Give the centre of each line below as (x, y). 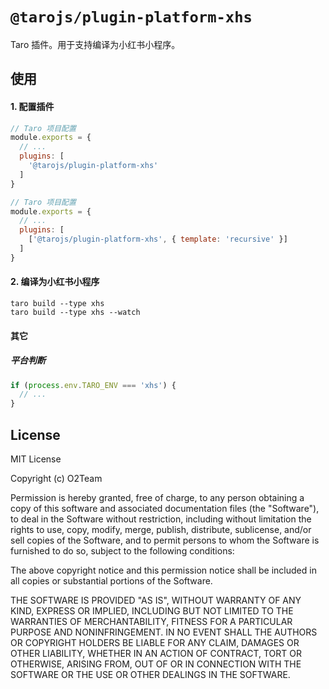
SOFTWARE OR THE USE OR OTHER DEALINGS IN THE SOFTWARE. (150, 674)
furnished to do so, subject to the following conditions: (122, 550)
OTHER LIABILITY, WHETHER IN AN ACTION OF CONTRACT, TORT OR (156, 653)
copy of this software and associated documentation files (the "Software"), (165, 508)
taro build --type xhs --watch (75, 312)
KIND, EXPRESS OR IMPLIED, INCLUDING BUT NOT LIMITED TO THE (152, 610)
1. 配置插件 (32, 106)
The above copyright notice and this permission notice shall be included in (163, 570)
